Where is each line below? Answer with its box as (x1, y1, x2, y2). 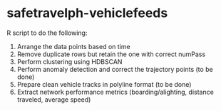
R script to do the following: (6, 28, 88, 37)
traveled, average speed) (16, 95, 91, 104)
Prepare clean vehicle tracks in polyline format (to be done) (16, 80, 192, 88)
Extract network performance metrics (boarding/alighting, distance (16, 88, 215, 96)
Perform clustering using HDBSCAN (16, 57, 123, 65)
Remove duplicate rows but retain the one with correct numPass (16, 50, 206, 58)
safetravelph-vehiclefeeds (6, 5, 168, 21)
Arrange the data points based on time (16, 42, 130, 51)
